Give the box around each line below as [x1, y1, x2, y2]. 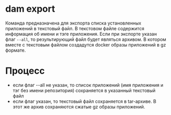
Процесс [5, 65, 45, 77]
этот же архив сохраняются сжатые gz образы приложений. [12, 103, 145, 110]
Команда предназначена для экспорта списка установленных [5, 20, 141, 26]
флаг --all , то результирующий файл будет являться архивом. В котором [5, 36, 166, 42]
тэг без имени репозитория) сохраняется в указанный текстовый [12, 87, 156, 94]
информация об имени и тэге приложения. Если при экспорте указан [5, 31, 157, 37]
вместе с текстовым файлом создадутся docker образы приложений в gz [5, 41, 166, 48]
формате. [5, 47, 26, 53]
